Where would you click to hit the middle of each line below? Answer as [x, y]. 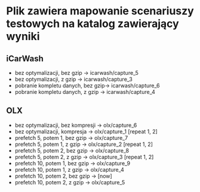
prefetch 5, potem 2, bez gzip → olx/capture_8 [72, 150]
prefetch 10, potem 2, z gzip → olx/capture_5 [70, 182]
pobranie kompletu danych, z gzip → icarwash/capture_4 [85, 92]
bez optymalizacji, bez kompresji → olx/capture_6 [76, 125]
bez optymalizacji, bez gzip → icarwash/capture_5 [77, 73]
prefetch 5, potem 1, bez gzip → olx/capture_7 [71, 138]
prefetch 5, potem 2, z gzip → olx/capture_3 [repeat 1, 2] [84, 157]
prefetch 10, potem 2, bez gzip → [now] [63, 176]
